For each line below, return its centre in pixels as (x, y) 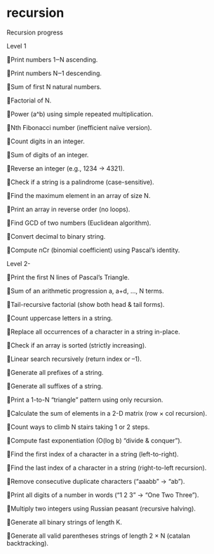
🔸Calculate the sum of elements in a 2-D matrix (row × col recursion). (107, 413)
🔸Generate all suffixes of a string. (55, 386)
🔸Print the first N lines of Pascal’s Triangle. (68, 277)
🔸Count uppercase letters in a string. (60, 318)
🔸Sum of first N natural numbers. (54, 86)
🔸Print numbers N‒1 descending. (54, 73)
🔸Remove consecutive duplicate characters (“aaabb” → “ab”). (96, 481)
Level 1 (16, 46)
